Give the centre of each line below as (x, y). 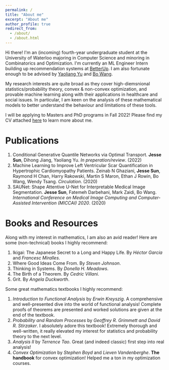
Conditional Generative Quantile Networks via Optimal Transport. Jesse (87, 154)
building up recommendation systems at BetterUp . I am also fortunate (77, 68)
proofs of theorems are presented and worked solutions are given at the (87, 309)
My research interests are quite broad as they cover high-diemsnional (78, 83)
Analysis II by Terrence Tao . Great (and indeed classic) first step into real (88, 342)
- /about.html (24, 38)
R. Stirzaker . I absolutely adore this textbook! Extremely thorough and (85, 326)
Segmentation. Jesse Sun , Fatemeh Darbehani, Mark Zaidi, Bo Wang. (84, 192)
